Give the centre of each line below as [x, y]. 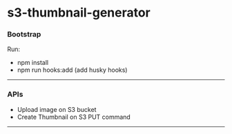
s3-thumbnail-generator [79, 13]
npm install [33, 63]
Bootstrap [24, 35]
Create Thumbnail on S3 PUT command [74, 117]
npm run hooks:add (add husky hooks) [72, 70]
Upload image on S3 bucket [57, 109]
